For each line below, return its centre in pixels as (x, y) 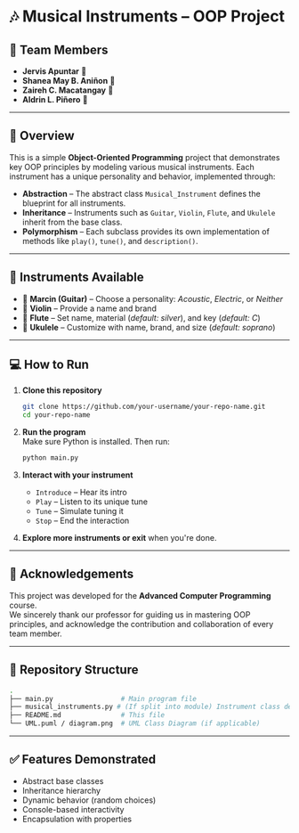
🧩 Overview (42, 136)
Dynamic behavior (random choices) (89, 800)
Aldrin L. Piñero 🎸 (55, 99)
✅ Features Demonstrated (83, 759)
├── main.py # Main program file (103, 698)
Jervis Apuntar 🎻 (54, 71)
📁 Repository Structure (74, 670)
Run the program (54, 432)
